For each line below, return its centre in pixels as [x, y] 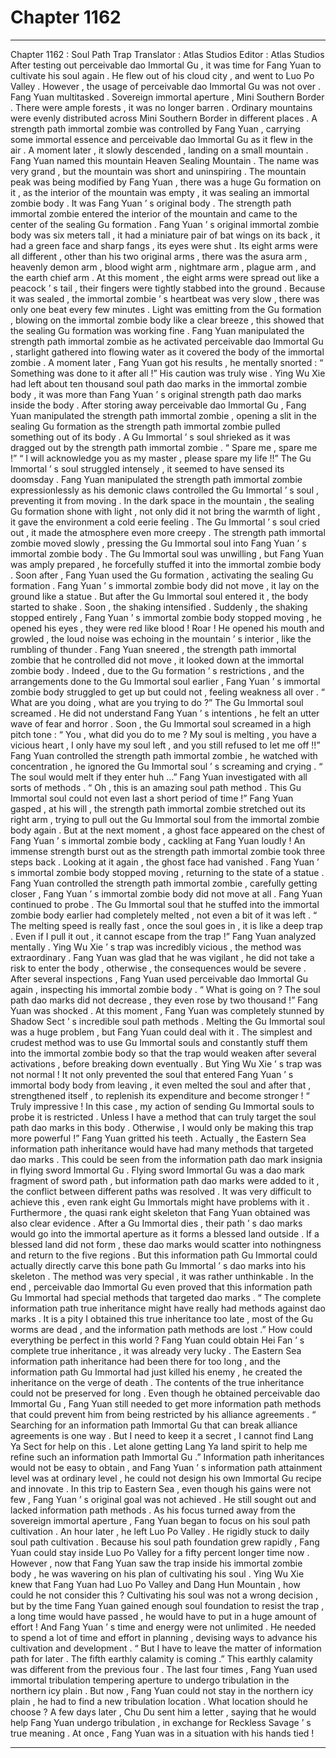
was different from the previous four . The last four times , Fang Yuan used [164, 1669]
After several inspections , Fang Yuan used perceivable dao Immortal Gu [159, 978]
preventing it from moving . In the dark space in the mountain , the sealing [162, 500]
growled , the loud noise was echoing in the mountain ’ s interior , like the [161, 638]
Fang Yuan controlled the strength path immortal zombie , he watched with [164, 755]
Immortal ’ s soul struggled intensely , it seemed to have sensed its [147, 468]
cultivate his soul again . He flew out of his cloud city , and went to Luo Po [162, 75]
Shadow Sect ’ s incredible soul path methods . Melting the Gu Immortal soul [168, 1021]
